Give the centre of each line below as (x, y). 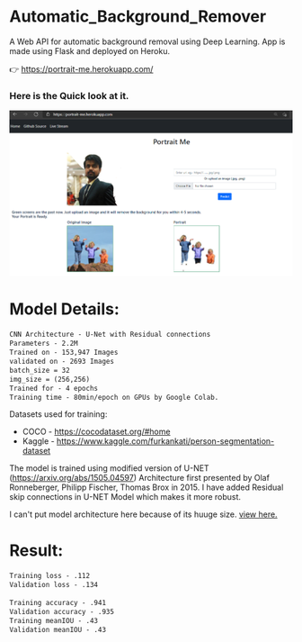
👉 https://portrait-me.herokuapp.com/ (81, 68)
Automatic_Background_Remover (138, 17)
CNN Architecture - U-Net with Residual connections (110, 334)
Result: (36, 550)
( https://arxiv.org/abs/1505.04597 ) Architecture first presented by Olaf (139, 477)
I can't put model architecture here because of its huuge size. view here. (143, 514)
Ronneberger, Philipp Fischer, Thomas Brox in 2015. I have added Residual (147, 487)
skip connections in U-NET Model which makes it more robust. (125, 496)
